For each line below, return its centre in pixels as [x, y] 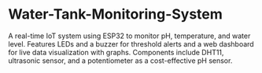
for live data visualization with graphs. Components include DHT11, [116, 52]
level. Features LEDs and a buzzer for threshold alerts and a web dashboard [131, 43]
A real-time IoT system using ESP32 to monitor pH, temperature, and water [129, 36]
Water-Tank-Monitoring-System [115, 14]
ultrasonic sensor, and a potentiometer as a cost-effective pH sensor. [120, 61]
